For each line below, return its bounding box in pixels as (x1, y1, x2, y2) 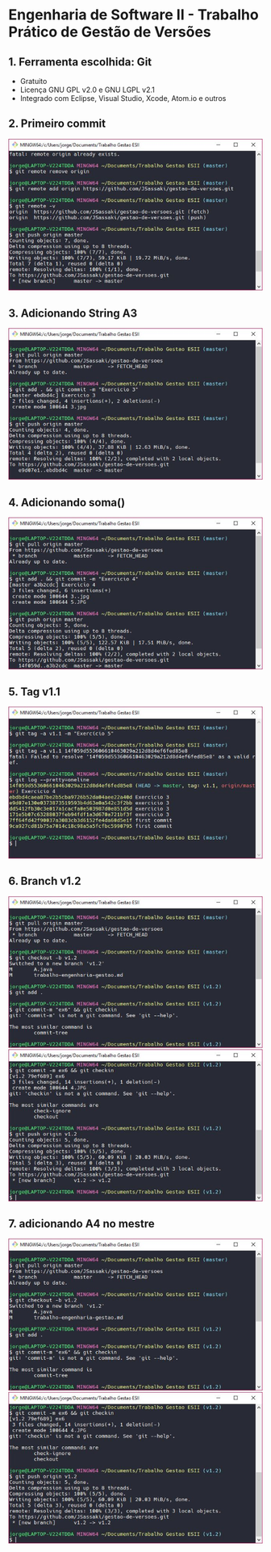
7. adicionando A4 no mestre (8, 1217, 155, 1231)
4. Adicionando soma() (8, 495, 126, 510)
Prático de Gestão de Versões (8, 23, 211, 41)
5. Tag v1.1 (8, 685, 60, 699)
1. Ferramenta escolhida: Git (8, 55, 152, 69)
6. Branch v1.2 (8, 875, 82, 888)
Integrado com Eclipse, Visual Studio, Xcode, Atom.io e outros (19, 94, 227, 103)
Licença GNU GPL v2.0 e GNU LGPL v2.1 (19, 85, 156, 94)
